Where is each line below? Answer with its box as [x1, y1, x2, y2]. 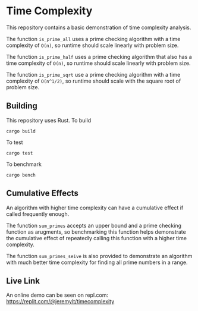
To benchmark [6, 161, 42, 168]
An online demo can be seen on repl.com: [6, 291, 109, 299]
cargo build [6, 128, 36, 134]
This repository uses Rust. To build [6, 117, 91, 124]
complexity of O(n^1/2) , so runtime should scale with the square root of [6, 77, 181, 84]
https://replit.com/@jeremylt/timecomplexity [6, 298, 115, 305]
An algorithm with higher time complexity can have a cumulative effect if [6, 204, 184, 211]
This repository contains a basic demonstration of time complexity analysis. [6, 24, 191, 31]
